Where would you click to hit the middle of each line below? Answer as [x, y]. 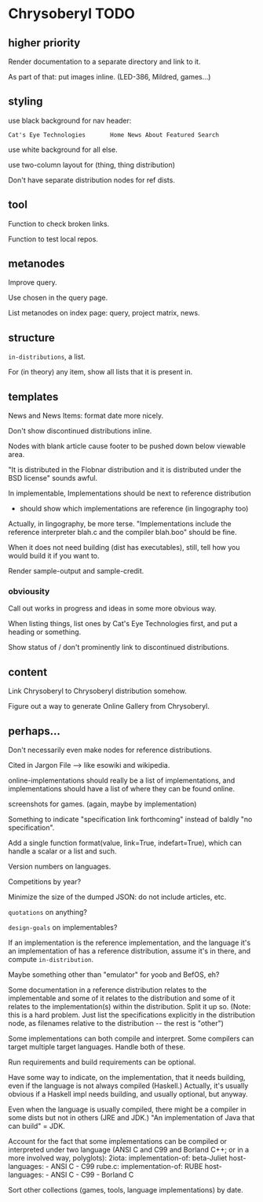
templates [33, 397]
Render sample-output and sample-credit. [76, 571]
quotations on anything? [48, 912]
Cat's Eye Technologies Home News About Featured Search [114, 135]
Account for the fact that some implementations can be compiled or [118, 1141]
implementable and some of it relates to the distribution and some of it [122, 998]
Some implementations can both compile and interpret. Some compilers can [131, 1038]
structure [31, 338]
